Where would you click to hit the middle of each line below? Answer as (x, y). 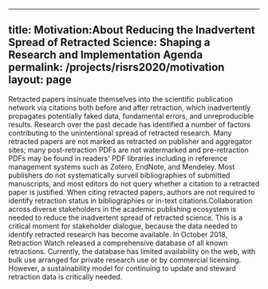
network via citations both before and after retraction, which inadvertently (130, 107)
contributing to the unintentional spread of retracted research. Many (120, 133)
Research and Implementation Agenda (106, 55)
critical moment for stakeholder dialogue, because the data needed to (123, 226)
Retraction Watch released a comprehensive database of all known (118, 243)
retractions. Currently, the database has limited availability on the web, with (132, 251)
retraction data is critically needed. (65, 276)
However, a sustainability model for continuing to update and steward (122, 268)
